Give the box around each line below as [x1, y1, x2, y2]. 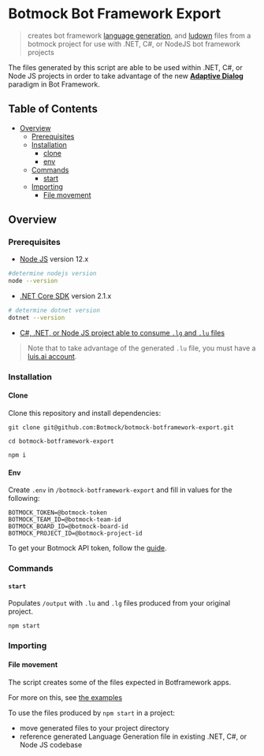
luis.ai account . [27, 351, 77, 361]
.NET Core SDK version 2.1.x [19, 291, 112, 301]
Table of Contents [8, 102, 99, 116]
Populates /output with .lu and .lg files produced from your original [8, 598, 231, 608]
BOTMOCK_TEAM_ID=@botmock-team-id [8, 516, 122, 524]
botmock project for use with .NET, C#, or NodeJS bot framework [27, 39, 241, 48]
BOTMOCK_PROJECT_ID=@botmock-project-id [8, 529, 143, 538]
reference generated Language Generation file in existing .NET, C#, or [19, 732, 247, 741]
